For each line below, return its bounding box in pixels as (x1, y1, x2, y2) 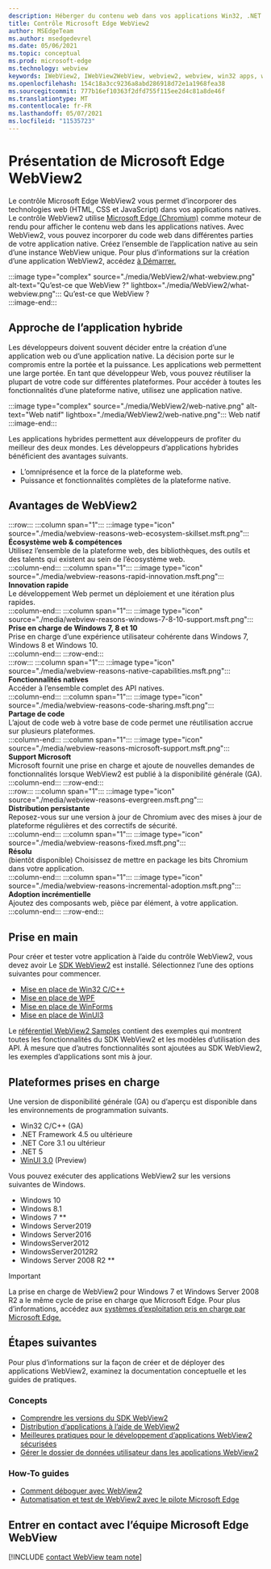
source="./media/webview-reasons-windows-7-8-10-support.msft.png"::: (8, 615, 254, 624)
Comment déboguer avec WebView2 (19, 1486, 143, 1496)
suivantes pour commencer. (8, 969, 102, 979)
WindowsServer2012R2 (19, 1247, 98, 1257)
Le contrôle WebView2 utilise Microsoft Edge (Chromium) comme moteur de (8, 213, 262, 222)
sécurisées (19, 1439, 57, 1448)
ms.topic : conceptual (8, 49, 81, 57)
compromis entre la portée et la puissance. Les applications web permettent (8, 359, 262, 369)
